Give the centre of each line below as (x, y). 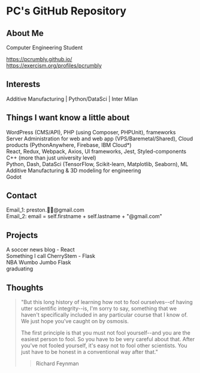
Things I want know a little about (68, 118)
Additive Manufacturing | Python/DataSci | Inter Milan (72, 99)
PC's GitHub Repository (66, 11)
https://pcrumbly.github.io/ (39, 59)
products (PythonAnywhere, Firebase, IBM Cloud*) (69, 145)
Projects (22, 235)
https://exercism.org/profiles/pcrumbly (54, 65)
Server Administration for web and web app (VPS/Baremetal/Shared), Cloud (100, 139)
